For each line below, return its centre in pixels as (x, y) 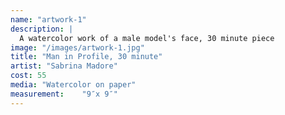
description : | (42, 29)
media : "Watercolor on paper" (73, 85)
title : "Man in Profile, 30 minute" (86, 57)
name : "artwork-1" (48, 19)
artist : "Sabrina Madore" (64, 66)
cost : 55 (28, 76)
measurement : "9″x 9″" (64, 94)
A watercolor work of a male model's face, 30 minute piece (147, 38)
